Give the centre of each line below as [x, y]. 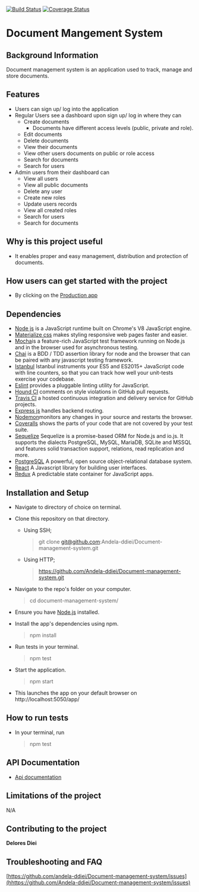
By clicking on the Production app [56, 296]
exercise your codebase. [45, 379]
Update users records [50, 204]
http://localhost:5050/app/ [47, 700]
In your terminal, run [40, 732]
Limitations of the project [54, 796]
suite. [21, 430]
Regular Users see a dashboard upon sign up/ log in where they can [98, 115]
